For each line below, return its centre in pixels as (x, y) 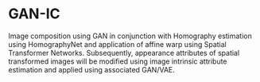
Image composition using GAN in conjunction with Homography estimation (130, 36)
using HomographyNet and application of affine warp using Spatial (117, 44)
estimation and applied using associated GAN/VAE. (91, 69)
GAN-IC (35, 14)
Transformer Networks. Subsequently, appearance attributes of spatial (124, 53)
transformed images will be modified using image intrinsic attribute (118, 61)
